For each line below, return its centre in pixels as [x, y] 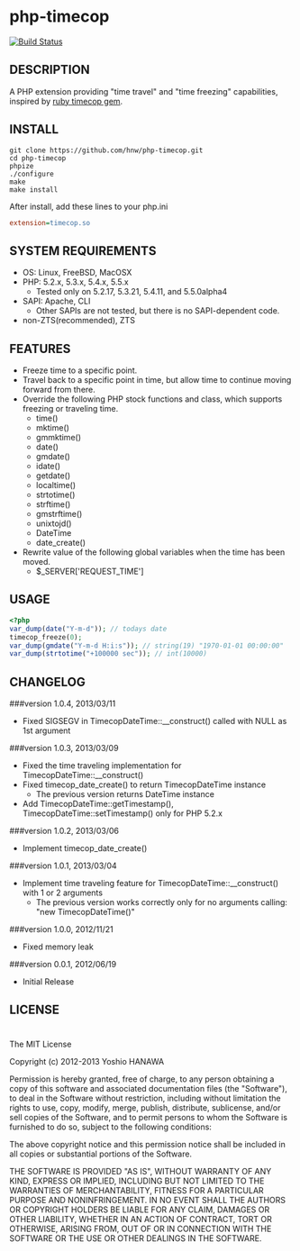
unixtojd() [54, 523]
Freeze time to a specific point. [80, 370]
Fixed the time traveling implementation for [102, 766]
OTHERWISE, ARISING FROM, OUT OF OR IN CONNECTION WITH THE [141, 1228]
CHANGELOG [47, 682]
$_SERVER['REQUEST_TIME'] [90, 571]
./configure [32, 174]
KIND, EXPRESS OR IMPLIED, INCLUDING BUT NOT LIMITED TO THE [137, 1181]
